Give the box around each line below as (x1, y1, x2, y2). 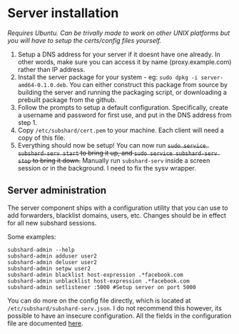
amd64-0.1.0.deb (17, 81, 66, 88)
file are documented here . (7, 319, 83, 328)
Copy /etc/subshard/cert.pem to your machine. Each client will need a (17, 126, 225, 134)
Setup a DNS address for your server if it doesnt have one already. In (17, 50, 220, 59)
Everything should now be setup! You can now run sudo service (17, 141, 206, 149)
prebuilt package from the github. (17, 95, 117, 104)
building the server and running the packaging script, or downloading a (17, 88, 227, 96)
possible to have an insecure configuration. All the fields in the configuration (7, 311, 232, 320)
